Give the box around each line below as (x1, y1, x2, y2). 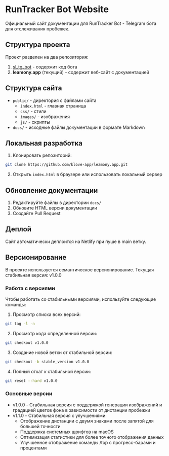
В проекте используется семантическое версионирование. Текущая (5, 266, 154, 272)
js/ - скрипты (20, 119, 51, 125)
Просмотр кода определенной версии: (12, 330, 98, 336)
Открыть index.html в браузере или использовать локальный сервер (12, 171, 163, 178)
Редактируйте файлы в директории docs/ (12, 199, 102, 206)
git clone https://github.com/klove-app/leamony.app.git (5, 162, 128, 167)
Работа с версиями (5, 285, 56, 292)
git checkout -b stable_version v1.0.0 (5, 359, 90, 364)
